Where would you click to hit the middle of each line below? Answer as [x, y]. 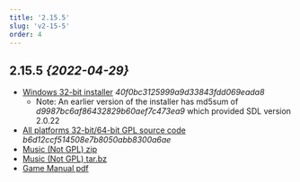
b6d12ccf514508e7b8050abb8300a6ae [97, 140]
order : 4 [26, 34]
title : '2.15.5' [40, 17]
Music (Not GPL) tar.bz [65, 159]
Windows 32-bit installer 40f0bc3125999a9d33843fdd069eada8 [143, 92]
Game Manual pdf [56, 169]
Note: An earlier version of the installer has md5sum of [137, 102]
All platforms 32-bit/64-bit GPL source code [104, 130]
